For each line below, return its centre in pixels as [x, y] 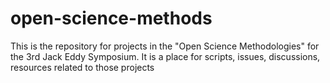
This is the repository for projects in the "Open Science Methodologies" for [165, 46]
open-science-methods [111, 18]
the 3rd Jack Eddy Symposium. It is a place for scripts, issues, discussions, [165, 56]
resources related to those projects [82, 67]
